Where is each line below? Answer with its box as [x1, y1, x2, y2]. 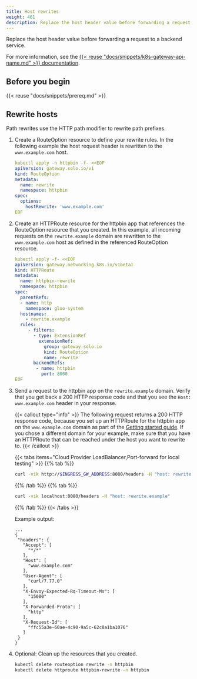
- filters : [28, 327, 55, 333]
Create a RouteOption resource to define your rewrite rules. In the [14, 136, 174, 143]
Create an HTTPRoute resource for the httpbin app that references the [14, 220, 185, 227]
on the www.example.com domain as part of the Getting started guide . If [14, 423, 183, 430]
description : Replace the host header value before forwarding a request [6, 19, 191, 25]
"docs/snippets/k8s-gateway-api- [103, 53, 186, 61]
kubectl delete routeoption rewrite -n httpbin [14, 661, 133, 667]
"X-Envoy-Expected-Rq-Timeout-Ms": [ [22, 588, 115, 594]
